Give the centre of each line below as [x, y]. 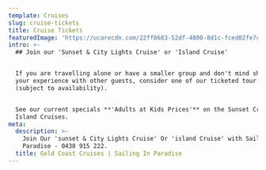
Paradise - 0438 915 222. [65, 146]
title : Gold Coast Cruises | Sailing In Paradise [99, 153]
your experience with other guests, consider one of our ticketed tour [136, 81]
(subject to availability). [62, 88]
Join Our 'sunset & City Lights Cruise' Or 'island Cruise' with [133, 139]
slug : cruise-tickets [44, 23]
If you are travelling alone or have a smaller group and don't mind [132, 74]
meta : [17, 124]
